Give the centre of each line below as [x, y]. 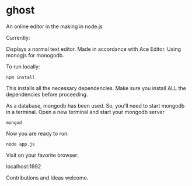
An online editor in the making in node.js [55, 26]
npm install [20, 77]
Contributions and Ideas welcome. [47, 178]
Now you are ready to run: [37, 133]
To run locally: [23, 66]
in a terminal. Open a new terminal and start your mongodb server [85, 112]
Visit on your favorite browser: [42, 155]
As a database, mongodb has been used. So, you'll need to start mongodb [95, 105]
